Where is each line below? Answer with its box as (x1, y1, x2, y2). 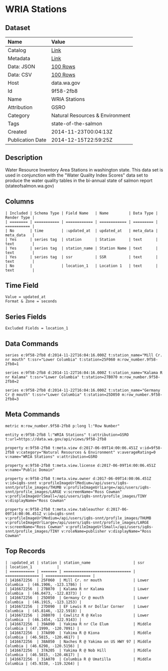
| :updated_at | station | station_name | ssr (5, 560, 144, 565)
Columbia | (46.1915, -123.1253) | (5, 599, 82, 605)
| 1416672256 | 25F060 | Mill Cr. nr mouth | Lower (5, 578, 149, 583)
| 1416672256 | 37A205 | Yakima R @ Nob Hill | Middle (5, 648, 151, 653)
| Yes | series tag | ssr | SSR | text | (5, 254, 158, 259)
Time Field (5, 281, 39, 290)
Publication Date (8, 136, 47, 143)
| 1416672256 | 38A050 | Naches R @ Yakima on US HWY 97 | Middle (5, 639, 151, 644)
